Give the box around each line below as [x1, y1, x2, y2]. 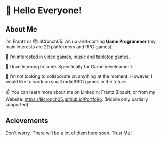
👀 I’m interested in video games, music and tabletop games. [5, 53, 131, 60]
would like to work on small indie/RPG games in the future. [5, 79, 127, 84]
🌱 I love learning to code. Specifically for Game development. [5, 64, 134, 69]
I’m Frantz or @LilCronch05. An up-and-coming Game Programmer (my [5, 38, 156, 44]
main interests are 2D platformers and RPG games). [5, 44, 113, 50]
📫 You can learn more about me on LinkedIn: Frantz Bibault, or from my [5, 89, 156, 95]
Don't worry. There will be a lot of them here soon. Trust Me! [5, 130, 132, 136]
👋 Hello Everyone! [5, 5, 82, 16]
